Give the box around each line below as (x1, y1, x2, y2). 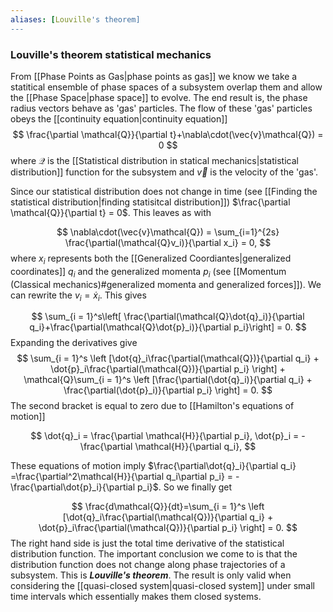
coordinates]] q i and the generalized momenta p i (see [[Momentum (10, 265, 287, 280)
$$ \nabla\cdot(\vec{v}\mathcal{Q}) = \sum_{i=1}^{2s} (56, 226, 280, 238)
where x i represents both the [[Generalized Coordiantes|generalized (10, 252, 292, 266)
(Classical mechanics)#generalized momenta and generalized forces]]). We (10, 278, 322, 290)
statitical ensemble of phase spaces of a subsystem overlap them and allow (10, 81, 323, 93)
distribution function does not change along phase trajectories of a (10, 559, 286, 571)
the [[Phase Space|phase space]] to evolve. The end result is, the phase (10, 91, 308, 103)
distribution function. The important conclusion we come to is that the (10, 548, 298, 560)
